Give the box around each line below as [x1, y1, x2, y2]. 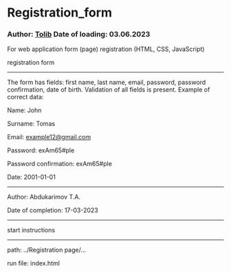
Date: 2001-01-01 [7, 173, 56, 181]
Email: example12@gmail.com [7, 133, 91, 141]
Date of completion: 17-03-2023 [7, 206, 98, 214]
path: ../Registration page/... [7, 246, 87, 254]
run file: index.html [7, 259, 60, 267]
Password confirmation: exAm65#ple [7, 160, 112, 168]
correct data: [7, 93, 44, 101]
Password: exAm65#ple [7, 146, 75, 154]
